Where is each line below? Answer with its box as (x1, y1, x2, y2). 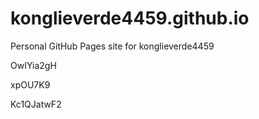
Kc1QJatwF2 (10, 98, 62, 110)
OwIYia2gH (10, 59, 57, 71)
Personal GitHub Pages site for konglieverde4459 (10, 40, 215, 52)
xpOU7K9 (10, 78, 51, 91)
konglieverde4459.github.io (10, 7, 250, 30)
